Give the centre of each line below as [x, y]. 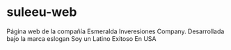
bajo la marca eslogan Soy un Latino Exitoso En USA [82, 38]
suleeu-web [42, 12]
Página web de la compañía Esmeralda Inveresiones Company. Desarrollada [115, 31]
